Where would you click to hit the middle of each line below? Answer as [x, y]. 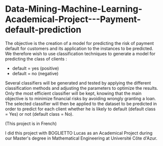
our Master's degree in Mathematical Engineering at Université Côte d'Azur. [81, 138]
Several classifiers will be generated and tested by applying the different [78, 83]
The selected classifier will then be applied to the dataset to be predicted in [81, 104]
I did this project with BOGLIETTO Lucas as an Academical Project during [79, 133]
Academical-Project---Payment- [73, 19]
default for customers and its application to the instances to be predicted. [79, 48]
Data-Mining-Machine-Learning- [74, 9]
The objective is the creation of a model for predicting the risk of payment [80, 43]
